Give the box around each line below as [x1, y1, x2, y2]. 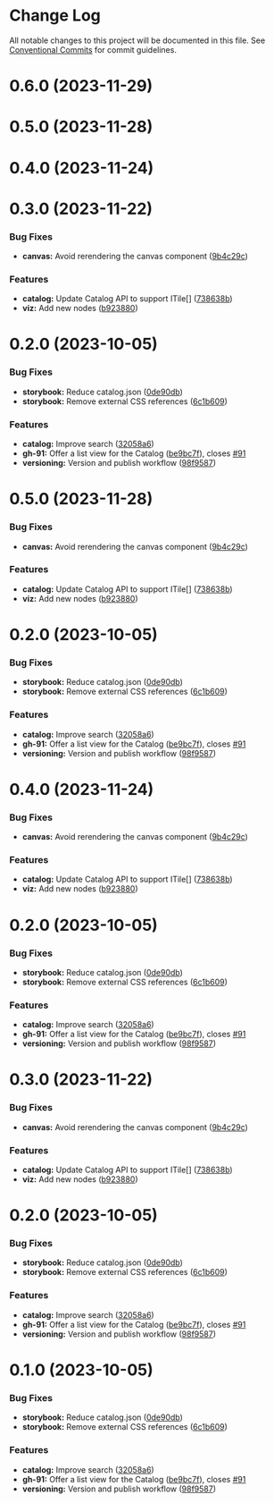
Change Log [9, 5, 101, 26]
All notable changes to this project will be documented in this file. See [9, 35, 266, 46]
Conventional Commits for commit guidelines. [9, 44, 177, 55]
